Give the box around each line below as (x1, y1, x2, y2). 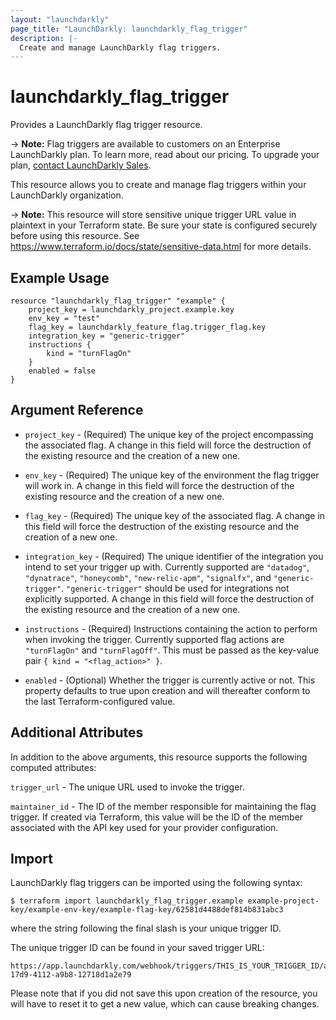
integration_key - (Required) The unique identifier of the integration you (24, 550, 324, 562)
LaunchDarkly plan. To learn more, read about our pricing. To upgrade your (10, 149, 320, 161)
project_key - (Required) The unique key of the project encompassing (24, 428, 314, 440)
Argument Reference (10, 402, 144, 419)
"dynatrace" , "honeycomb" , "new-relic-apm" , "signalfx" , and (24, 571, 272, 583)
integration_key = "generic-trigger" (28, 331, 186, 341)
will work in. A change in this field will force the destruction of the (24, 479, 295, 491)
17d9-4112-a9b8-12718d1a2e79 (10, 970, 132, 980)
